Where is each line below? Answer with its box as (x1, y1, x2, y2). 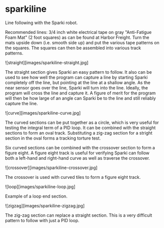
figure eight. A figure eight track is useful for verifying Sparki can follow (5, 150, 150, 156)
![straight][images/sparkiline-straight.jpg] (5, 59, 89, 65)
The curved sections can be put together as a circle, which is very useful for (5, 119, 159, 125)
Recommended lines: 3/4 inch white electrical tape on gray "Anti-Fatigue (5, 29, 152, 35)
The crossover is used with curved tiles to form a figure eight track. (5, 174, 141, 180)
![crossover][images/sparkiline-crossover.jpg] (5, 165, 98, 171)
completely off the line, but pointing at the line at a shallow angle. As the (5, 80, 151, 85)
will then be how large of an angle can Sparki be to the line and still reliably (5, 95, 156, 101)
